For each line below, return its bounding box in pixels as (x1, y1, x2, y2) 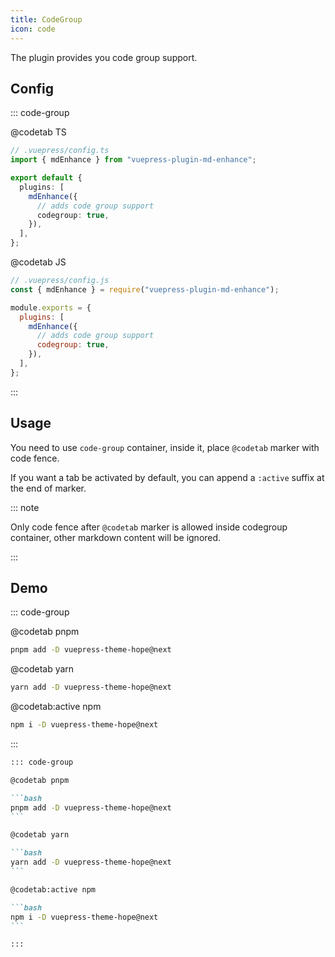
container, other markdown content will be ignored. (10, 531, 222, 543)
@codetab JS (10, 256, 67, 268)
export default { (10, 173, 83, 183)
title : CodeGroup (10, 14, 83, 25)
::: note (10, 501, 40, 513)
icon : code (10, 24, 56, 34)
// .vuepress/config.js (10, 276, 110, 286)
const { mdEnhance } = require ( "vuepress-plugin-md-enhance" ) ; (10, 284, 280, 295)
